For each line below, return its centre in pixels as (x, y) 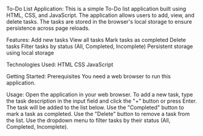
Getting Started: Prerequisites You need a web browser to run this (89, 76)
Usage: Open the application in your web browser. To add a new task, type (100, 94)
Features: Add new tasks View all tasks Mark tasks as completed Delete (96, 40)
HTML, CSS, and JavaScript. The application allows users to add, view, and (100, 15)
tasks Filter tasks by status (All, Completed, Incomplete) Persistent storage (100, 46)
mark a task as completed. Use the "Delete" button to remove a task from (98, 114)
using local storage (30, 53)
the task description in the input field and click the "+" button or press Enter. (102, 101)
